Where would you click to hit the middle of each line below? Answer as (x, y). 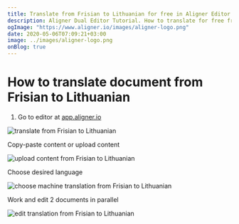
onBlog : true (27, 47)
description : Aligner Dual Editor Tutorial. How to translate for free (116, 21)
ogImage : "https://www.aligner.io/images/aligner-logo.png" (99, 27)
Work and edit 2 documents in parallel (63, 199)
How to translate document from (105, 82)
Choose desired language (45, 172)
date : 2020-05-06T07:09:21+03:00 (57, 34)
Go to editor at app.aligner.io (59, 117)
